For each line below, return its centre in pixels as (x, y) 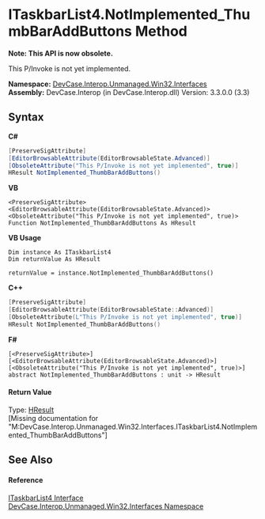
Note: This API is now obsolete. (61, 53)
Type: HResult (31, 410)
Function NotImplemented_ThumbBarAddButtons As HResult (102, 223)
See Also (30, 460)
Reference (26, 479)
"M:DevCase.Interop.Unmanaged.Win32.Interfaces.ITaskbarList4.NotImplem (133, 426)
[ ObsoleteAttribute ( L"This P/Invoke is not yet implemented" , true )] (125, 317)
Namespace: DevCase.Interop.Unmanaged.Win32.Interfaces (108, 84)
